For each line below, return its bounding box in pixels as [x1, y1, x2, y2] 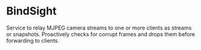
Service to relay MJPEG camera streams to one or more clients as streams [6, 24, 192, 31]
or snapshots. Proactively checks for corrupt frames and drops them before [6, 30, 196, 37]
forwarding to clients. [6, 37, 59, 44]
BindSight [6, 4, 57, 18]
